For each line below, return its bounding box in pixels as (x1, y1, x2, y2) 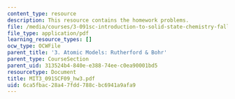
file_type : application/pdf (7, 29, 90, 37)
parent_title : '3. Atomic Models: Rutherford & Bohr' (7, 49, 168, 56)
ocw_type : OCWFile (7, 43, 61, 49)
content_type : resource (7, 10, 77, 17)
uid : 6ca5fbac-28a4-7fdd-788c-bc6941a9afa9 (7, 82, 136, 89)
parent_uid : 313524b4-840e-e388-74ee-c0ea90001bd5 (7, 62, 158, 69)
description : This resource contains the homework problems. (7, 17, 190, 24)
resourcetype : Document (7, 68, 77, 75)
